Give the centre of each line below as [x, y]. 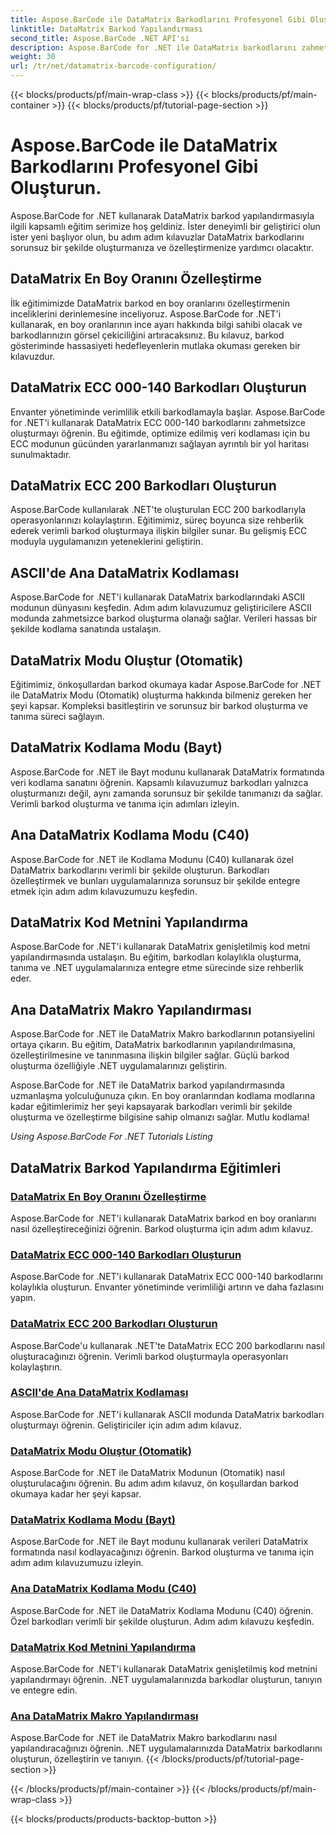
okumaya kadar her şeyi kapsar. [76, 1494]
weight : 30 [33, 57]
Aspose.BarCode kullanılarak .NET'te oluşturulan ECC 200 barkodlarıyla [158, 510]
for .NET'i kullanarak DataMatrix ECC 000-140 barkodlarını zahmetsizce [158, 422]
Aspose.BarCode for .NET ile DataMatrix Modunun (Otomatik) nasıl [147, 1473]
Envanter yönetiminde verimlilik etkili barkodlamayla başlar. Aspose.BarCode [168, 412]
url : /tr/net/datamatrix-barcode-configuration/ [113, 66]
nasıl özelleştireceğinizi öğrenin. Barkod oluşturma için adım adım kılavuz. [162, 1228]
